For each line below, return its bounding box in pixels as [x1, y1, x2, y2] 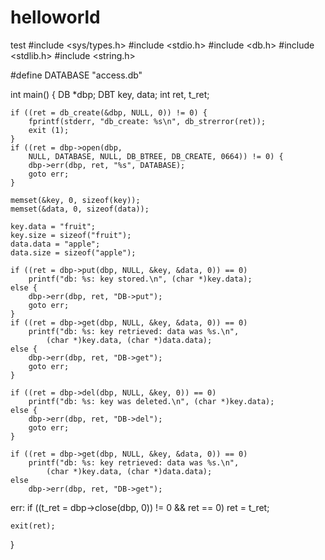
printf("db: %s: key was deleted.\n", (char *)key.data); [28, 396, 275, 406]
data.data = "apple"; [10, 239, 101, 249]
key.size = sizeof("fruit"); [10, 230, 132, 240]
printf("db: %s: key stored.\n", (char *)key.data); [28, 274, 253, 284]
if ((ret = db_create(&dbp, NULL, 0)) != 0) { [10, 107, 208, 118]
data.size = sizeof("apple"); [10, 247, 137, 258]
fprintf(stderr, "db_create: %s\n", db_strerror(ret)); [28, 116, 267, 126]
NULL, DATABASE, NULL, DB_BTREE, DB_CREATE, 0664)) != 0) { [28, 151, 284, 161]
